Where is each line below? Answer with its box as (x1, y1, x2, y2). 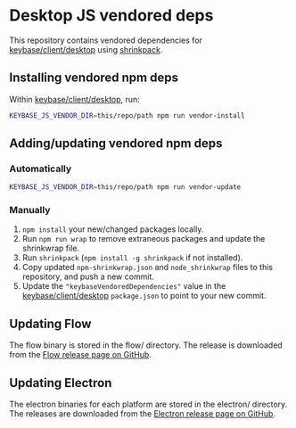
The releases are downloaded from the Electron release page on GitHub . (9, 408, 276, 419)
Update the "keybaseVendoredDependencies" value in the (21, 281, 226, 292)
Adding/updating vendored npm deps (9, 136, 223, 152)
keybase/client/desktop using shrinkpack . (9, 44, 163, 54)
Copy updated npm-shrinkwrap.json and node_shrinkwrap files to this (21, 262, 274, 273)
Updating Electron (9, 375, 112, 391)
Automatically (9, 162, 72, 175)
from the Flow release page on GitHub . (9, 350, 152, 360)
